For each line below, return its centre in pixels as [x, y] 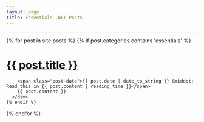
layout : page [23, 12]
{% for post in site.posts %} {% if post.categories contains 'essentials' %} [99, 41]
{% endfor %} [24, 114]
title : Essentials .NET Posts [45, 18]
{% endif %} [21, 103]
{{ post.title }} [42, 65]
